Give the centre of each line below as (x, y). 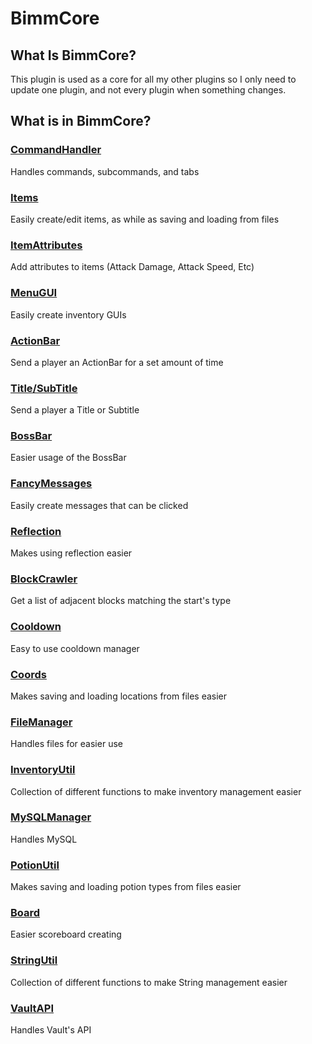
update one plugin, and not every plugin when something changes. (148, 90)
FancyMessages (51, 484)
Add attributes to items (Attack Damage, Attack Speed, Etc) (132, 267)
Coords (28, 674)
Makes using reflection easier (71, 553)
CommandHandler (56, 150)
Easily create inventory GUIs (68, 314)
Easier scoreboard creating (66, 934)
